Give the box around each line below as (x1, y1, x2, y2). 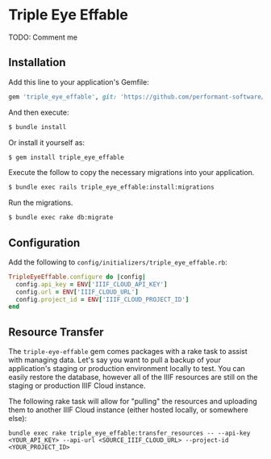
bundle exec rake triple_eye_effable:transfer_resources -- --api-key (8, 429, 251, 437)
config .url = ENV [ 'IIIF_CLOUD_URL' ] (15, 288, 139, 296)
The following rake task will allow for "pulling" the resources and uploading (8, 397, 258, 407)
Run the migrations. (8, 198, 73, 207)
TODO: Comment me (8, 32, 78, 42)
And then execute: (8, 107, 69, 117)
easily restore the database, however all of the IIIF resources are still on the (8, 373, 258, 382)
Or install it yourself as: (8, 137, 85, 147)
